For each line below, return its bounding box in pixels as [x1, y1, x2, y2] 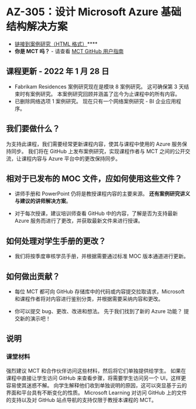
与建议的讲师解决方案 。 [14, 197, 71, 204]
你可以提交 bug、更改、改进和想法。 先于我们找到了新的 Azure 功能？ [14, 308, 183, 314]
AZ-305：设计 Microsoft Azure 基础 [6, 5, 181, 19]
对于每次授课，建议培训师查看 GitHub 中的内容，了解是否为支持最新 [14, 210, 178, 217]
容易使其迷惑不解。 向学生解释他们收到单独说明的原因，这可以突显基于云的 [6, 382, 187, 389]
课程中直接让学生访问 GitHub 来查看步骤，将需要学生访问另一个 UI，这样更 [6, 375, 186, 382]
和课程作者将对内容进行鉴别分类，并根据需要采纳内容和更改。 [14, 296, 164, 302]
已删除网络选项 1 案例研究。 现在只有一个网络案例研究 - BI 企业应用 [14, 98, 177, 105]
